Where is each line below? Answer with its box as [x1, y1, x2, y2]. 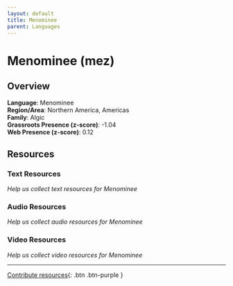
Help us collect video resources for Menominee [7, 251, 143, 259]
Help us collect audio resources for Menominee [7, 217, 144, 226]
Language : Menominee [7, 98, 74, 107]
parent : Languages [7, 23, 60, 30]
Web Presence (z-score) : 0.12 [7, 128, 94, 136]
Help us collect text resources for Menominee [7, 185, 137, 193]
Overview [7, 80, 51, 92]
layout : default [7, 10, 54, 17]
